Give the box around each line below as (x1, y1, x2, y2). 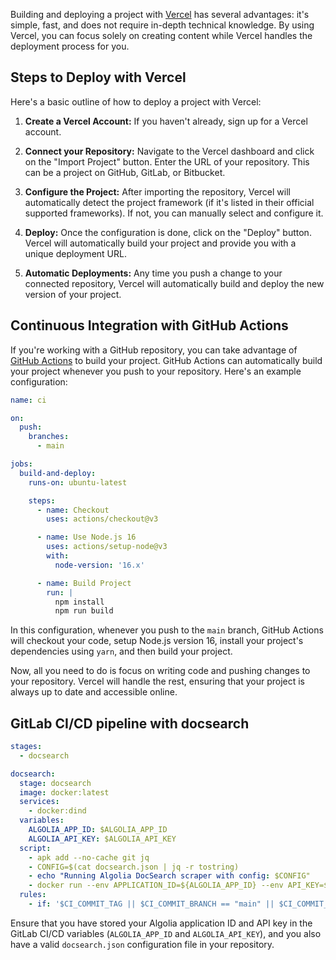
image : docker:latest (19, 787, 110, 798)
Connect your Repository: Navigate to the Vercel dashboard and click (24, 145, 315, 157)
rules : (19, 890, 47, 900)
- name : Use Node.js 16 (36, 532, 137, 543)
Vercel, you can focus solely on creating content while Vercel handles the (10, 30, 313, 41)
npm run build (54, 606, 114, 616)
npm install (54, 597, 105, 607)
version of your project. (24, 288, 122, 300)
